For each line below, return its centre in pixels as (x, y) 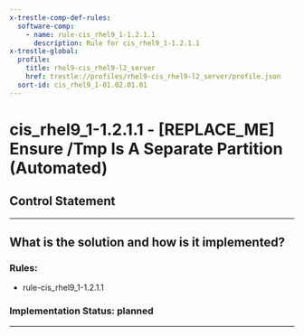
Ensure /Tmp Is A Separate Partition (146, 149)
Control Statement (62, 201)
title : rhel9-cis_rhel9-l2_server (90, 69)
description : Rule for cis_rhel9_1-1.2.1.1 (117, 43)
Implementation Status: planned (81, 311)
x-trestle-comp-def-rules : (60, 18)
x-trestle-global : (44, 51)
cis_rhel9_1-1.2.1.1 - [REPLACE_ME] (142, 130)
